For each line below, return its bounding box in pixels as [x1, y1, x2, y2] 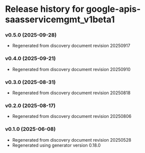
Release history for [5, 3, 85, 15]
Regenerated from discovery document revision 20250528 [12, 137, 132, 143]
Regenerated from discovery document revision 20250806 [12, 114, 132, 119]
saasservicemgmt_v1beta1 [5, 14, 115, 25]
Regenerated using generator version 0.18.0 [12, 142, 101, 148]
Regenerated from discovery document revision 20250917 [12, 43, 130, 49]
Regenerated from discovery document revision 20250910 [12, 66, 131, 72]
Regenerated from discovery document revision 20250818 [12, 90, 131, 96]
